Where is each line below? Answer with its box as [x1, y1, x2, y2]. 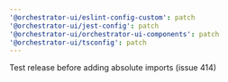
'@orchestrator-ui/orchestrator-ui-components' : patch [9, 29, 220, 38]
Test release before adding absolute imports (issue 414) [9, 62, 217, 73]
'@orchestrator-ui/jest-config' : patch [9, 21, 160, 30]
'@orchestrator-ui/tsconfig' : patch [9, 37, 147, 47]
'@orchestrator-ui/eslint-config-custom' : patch [9, 12, 196, 22]
